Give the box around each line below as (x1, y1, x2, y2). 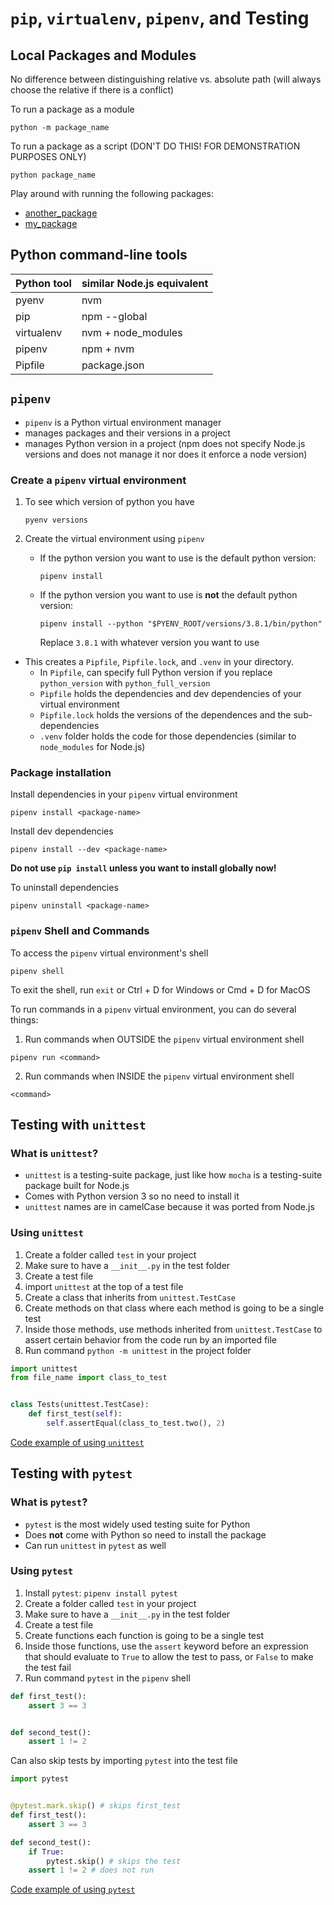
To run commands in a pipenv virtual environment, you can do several (10, 1003, 297, 1015)
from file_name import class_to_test (10, 1373, 168, 1383)
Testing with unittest (10, 1116, 147, 1133)
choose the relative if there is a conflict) (10, 84, 175, 96)
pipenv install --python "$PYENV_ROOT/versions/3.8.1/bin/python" (39, 618, 323, 629)
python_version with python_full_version (39, 677, 211, 689)
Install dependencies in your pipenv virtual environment (10, 788, 238, 801)
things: (10, 1013, 39, 1026)
